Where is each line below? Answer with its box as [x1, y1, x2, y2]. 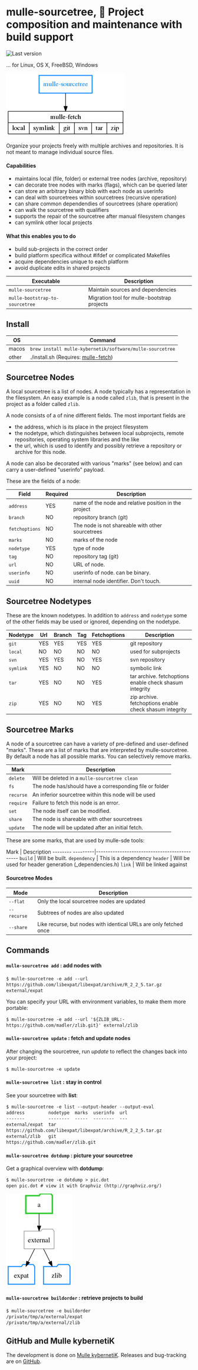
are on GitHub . [6, 1358, 42, 1365]
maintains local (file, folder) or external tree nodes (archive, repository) [14, 175, 187, 182]
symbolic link [130, 664, 162, 672]
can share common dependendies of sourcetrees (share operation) [14, 200, 179, 207]
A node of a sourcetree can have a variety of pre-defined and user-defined [6, 740, 189, 747]
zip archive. [130, 694, 158, 701]
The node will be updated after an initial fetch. [32, 823, 143, 831]
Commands [6, 946, 50, 956]
